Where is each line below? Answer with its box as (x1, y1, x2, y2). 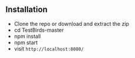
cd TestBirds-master (14, 26, 64, 33)
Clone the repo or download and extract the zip (14, 20, 129, 27)
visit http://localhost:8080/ (14, 45, 84, 52)
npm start (14, 39, 38, 46)
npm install (14, 32, 41, 40)
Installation (5, 5, 48, 15)
